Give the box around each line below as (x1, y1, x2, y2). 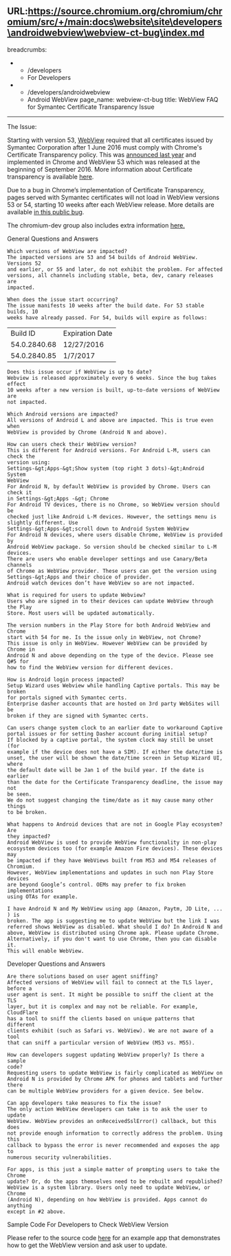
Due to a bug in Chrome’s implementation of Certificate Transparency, (7, 185, 206, 194)
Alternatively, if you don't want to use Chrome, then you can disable (7, 935, 217, 942)
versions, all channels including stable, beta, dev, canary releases (7, 272, 214, 278)
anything (7, 1202, 32, 1209)
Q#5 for (7, 658, 30, 665)
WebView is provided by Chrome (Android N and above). (7, 429, 168, 436)
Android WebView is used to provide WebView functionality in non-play (7, 839, 217, 846)
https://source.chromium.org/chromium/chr (27, 6, 223, 17)
